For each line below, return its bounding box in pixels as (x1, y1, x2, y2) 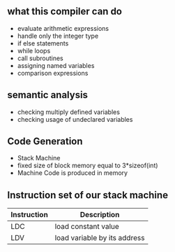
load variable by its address (54, 233, 145, 243)
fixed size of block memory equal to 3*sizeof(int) (17, 161, 158, 170)
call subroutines (17, 54, 64, 62)
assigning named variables (17, 61, 95, 69)
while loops (17, 46, 51, 55)
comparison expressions (17, 69, 89, 77)
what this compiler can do (7, 6, 122, 17)
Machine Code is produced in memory (17, 169, 128, 177)
